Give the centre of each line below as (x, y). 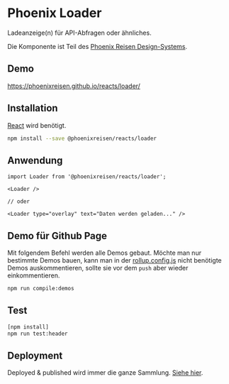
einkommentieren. (34, 275)
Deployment (35, 355)
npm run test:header (38, 334)
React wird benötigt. (37, 125)
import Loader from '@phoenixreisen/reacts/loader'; (87, 177)
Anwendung (35, 160)
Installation (33, 108)
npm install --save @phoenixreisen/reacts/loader (82, 138)
